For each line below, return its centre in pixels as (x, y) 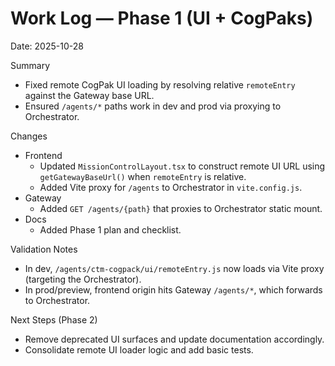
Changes (29, 136)
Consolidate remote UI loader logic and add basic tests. (139, 349)
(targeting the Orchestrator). (83, 279)
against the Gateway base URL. (89, 95)
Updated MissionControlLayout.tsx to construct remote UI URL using (182, 166)
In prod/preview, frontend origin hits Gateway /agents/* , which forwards (173, 289)
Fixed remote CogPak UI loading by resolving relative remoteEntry (160, 84)
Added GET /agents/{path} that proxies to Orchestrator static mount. (181, 208)
